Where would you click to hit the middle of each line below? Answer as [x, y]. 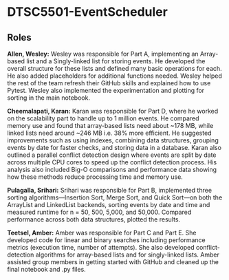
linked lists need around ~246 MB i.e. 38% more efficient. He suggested [109, 133]
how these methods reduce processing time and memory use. [95, 177]
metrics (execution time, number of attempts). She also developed [101, 247]
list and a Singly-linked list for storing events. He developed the [116, 61]
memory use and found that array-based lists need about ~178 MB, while [110, 126]
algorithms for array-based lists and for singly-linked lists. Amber [128, 255]
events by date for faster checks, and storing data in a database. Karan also [115, 148]
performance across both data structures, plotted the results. [94, 219]
